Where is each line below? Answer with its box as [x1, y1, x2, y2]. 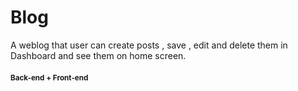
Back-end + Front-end [10, 72, 89, 83]
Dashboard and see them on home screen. [10, 49, 187, 61]
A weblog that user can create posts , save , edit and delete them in [10, 39, 288, 51]
